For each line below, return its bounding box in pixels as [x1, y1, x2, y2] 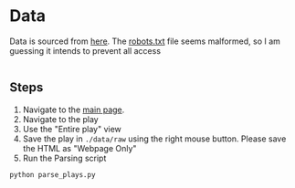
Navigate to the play [22, 113, 99, 124]
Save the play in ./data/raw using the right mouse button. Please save [22, 133, 287, 144]
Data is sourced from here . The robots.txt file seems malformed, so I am [9, 36, 281, 47]
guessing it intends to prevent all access [9, 45, 162, 56]
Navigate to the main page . [22, 104, 125, 115]
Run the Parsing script [22, 152, 107, 163]
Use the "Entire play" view [22, 123, 121, 134]
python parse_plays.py [9, 170, 96, 179]
